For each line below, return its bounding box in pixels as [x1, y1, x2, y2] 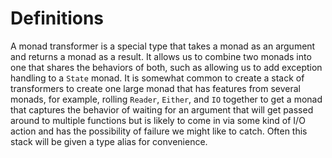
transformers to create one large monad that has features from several [10, 82, 302, 94]
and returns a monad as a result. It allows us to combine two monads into [10, 50, 312, 62]
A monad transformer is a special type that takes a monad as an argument [10, 40, 316, 52]
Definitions [10, 7, 105, 30]
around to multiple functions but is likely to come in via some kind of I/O [10, 114, 306, 126]
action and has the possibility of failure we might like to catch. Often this [10, 125, 308, 137]
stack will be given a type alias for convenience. [10, 135, 208, 147]
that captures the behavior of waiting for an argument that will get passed [10, 103, 314, 116]
